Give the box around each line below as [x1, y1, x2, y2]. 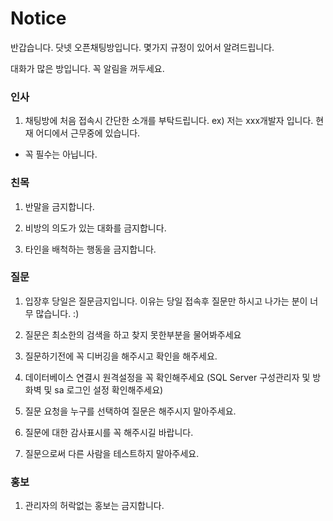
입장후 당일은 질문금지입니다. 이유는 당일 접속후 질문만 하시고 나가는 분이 [24, 295, 308, 307]
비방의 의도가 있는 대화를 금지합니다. [24, 222, 167, 234]
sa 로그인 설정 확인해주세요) [54, 383, 164, 396]
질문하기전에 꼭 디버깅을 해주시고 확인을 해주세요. [24, 350, 218, 362]
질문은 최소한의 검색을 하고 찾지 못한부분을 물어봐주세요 [24, 328, 242, 341]
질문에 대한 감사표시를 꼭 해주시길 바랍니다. [24, 426, 194, 438]
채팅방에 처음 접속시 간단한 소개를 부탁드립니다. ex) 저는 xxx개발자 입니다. [24, 115, 314, 127]
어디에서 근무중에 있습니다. [35, 127, 141, 139]
